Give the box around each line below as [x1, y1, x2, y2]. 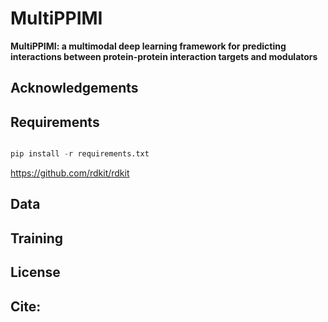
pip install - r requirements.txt [10, 149, 150, 159]
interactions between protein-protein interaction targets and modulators [10, 50, 318, 62]
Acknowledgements [10, 80, 139, 97]
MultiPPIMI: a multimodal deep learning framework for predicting [10, 40, 287, 52]
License [10, 264, 61, 281]
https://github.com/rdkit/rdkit [10, 167, 130, 179]
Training [10, 230, 64, 247]
